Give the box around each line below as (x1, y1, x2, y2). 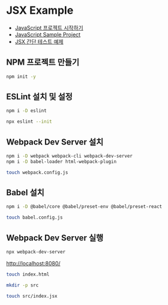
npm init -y (6, 73, 36, 80)
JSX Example (6, 4, 74, 17)
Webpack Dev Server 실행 (6, 232, 104, 243)
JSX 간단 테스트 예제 (14, 38, 64, 45)
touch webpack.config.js (6, 169, 68, 176)
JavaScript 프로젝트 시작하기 (14, 24, 83, 31)
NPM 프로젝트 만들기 (6, 58, 80, 68)
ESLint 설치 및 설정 (6, 92, 73, 102)
